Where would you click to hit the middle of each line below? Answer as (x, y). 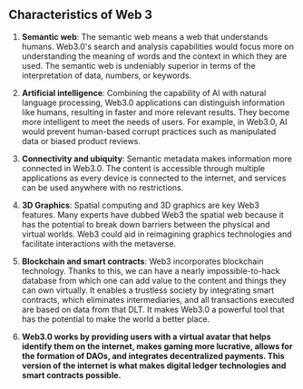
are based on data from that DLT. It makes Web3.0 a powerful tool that (153, 309)
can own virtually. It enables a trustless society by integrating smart (148, 290)
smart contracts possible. (71, 374)
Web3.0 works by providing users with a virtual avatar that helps (146, 336)
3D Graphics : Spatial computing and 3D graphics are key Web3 (140, 205)
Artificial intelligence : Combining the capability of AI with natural (144, 92)
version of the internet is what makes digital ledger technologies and (154, 365)
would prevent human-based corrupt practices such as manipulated (149, 131)
